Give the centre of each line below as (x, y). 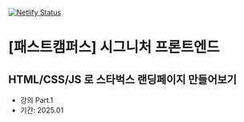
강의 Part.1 (37, 100)
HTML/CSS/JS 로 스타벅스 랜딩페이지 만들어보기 (122, 79)
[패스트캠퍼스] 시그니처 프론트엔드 (114, 47)
